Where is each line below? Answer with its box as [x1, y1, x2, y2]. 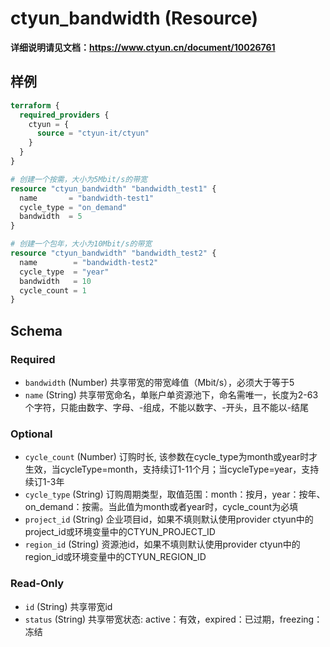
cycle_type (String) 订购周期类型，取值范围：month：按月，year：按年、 [24, 488, 326, 501]
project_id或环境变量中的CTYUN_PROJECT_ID [24, 526, 216, 538]
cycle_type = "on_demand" [19, 202, 128, 212]
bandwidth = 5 [19, 212, 83, 222]
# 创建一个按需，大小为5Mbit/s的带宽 [10, 174, 148, 184]
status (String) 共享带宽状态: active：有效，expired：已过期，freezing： [24, 613, 323, 625]
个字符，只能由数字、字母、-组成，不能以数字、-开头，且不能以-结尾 [24, 401, 310, 413]
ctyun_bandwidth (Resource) [10, 7, 259, 30]
